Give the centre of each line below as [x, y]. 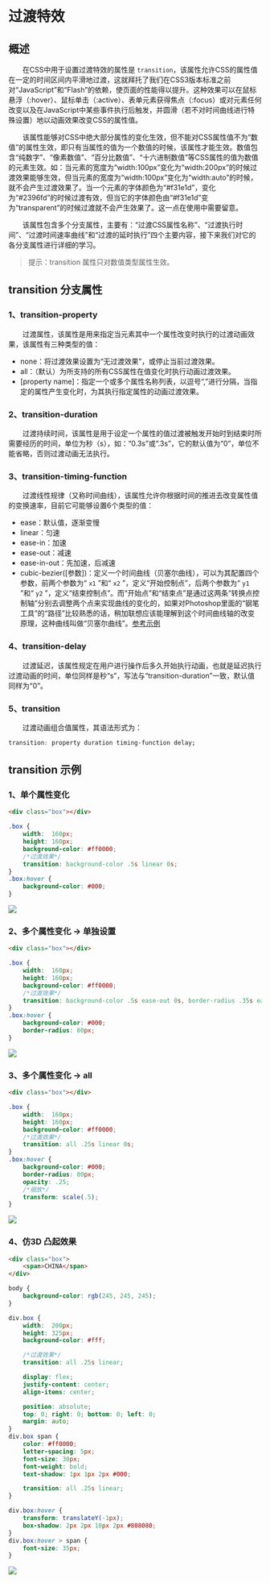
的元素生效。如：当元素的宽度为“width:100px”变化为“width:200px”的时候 [129, 167]
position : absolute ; [57, 1406]
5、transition [34, 708]
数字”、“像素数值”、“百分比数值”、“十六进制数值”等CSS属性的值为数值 [142, 157]
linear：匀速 [40, 533]
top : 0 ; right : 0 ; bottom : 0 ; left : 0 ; [90, 1414]
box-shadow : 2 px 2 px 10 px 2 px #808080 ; [90, 1525]
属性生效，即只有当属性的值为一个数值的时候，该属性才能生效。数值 [138, 147]
